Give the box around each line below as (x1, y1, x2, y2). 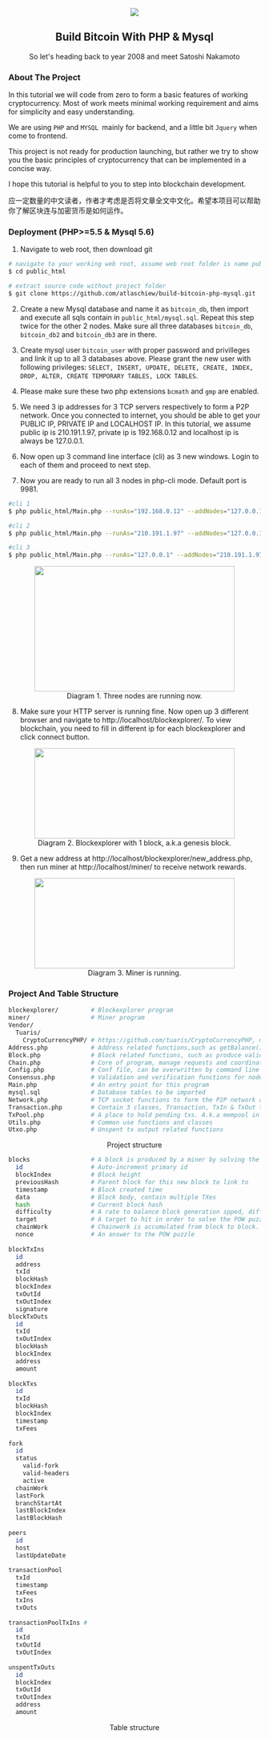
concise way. (8, 164, 52, 173)
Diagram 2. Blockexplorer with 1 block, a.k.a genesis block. (37, 838, 232, 848)
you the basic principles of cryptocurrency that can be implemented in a (8, 155, 247, 165)
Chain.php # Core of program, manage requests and (8, 1058, 227, 1067)
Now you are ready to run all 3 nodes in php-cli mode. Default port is (19, 475, 247, 485)
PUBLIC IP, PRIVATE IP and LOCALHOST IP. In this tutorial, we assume (19, 418, 251, 429)
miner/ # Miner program (8, 1014, 146, 1022)
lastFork (15, 1492, 45, 1500)
